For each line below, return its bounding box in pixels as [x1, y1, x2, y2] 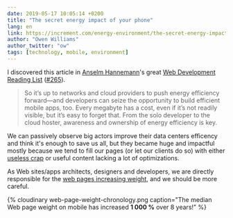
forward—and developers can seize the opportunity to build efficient [24, 96, 221, 104]
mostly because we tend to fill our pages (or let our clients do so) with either [7, 146, 225, 155]
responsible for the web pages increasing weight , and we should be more [7, 174, 217, 183]
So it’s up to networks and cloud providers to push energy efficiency [24, 88, 220, 97]
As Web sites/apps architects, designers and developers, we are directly [7, 167, 214, 176]
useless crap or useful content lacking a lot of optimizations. [7, 153, 180, 162]
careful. [7, 182, 30, 190]
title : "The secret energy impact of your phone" [7, 17, 154, 24]
